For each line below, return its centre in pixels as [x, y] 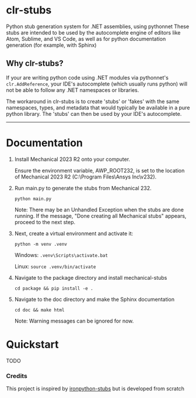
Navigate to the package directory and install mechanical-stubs [91, 277]
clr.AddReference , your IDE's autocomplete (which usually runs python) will [97, 84]
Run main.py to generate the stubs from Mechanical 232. [83, 188]
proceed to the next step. [45, 222]
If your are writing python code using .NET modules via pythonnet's [87, 77]
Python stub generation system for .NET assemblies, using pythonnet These [98, 26]
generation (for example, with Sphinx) [51, 45]
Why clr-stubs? [35, 64]
